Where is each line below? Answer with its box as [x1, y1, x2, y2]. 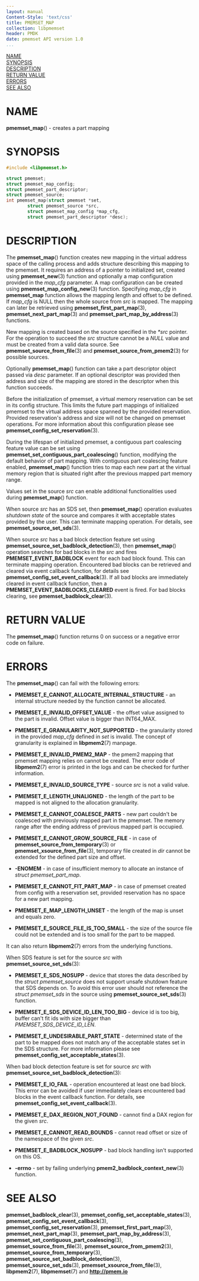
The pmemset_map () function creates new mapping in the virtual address [6, 253, 187, 261]
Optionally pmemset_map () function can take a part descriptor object [6, 365, 176, 372]
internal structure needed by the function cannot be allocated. [14, 697, 167, 705]
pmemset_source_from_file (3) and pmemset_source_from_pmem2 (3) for [6, 347, 190, 354]
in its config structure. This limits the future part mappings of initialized [6, 401, 179, 409]
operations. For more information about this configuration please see [6, 420, 174, 428]
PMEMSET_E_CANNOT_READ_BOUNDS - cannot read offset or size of [14, 1129, 188, 1136]
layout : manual [6, 8, 44, 15]
